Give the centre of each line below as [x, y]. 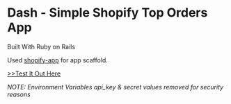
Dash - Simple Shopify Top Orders [107, 13]
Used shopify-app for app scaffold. [57, 60]
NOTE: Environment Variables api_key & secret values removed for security [115, 87]
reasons [19, 94]
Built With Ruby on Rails [41, 46]
